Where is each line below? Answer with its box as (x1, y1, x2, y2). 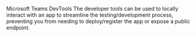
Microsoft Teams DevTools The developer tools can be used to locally (6, 5, 179, 12)
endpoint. (6, 24, 30, 31)
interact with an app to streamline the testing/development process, (6, 11, 174, 18)
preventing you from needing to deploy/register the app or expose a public (6, 18, 191, 24)
